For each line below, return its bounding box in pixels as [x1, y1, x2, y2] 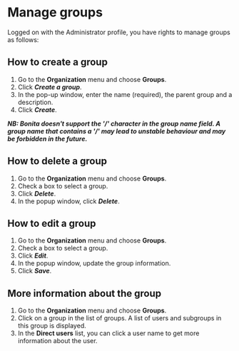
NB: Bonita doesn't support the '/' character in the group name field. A [7, 119, 221, 128]
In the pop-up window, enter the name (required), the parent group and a [17, 90, 233, 98]
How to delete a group [7, 155, 108, 168]
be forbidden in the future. [7, 134, 88, 143]
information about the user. [17, 337, 98, 345]
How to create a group [7, 56, 108, 68]
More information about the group [7, 287, 162, 300]
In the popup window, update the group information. [17, 259, 171, 268]
